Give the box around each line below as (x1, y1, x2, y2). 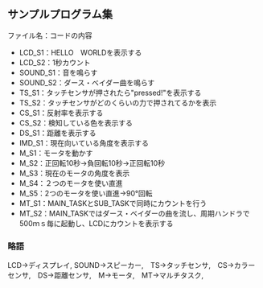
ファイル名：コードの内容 (7, 31, 92, 40)
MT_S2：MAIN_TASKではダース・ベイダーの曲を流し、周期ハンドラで (18, 208, 250, 218)
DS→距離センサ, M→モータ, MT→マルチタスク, (38, 270, 204, 280)
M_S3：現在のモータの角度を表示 (18, 168, 130, 178)
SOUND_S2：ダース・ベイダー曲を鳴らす (18, 77, 155, 87)
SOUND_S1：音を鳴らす (18, 68, 98, 77)
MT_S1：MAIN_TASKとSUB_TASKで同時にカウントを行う (18, 198, 207, 208)
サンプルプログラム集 (7, 7, 113, 22)
